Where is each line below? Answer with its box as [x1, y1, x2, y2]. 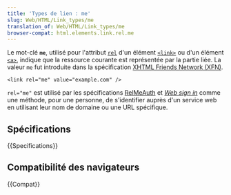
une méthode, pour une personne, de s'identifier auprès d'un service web [7, 96, 217, 104]
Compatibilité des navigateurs [7, 162, 140, 174]
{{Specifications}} [7, 142, 59, 150]
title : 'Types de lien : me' [7, 10, 91, 17]
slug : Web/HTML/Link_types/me [7, 17, 94, 24]
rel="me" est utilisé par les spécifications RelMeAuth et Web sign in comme [7, 89, 221, 97]
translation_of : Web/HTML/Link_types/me [7, 23, 125, 30]
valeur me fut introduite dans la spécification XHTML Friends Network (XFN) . [7, 63, 223, 71]
